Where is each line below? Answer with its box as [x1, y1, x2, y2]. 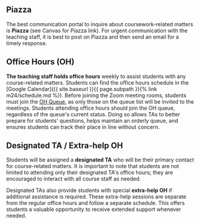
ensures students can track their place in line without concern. [6, 123, 160, 130]
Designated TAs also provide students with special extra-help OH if [6, 187, 173, 194]
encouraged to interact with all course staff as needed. [6, 175, 141, 182]
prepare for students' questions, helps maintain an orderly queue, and [6, 117, 179, 124]
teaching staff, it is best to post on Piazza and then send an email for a [6, 33, 179, 41]
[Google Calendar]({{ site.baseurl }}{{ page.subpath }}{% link [6, 85, 157, 92]
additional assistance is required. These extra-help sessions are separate [6, 193, 187, 200]
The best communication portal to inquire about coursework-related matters [6, 20, 193, 27]
